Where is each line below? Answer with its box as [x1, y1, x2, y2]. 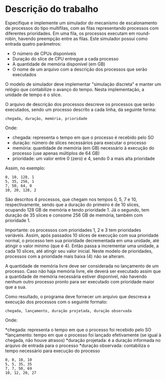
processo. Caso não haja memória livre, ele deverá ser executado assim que [5, 268, 161, 274]
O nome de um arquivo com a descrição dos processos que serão [12, 66, 148, 72]
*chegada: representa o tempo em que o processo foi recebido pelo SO [5, 326, 152, 332]
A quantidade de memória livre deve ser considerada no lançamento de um [5, 263, 159, 269]
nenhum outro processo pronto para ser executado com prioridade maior [5, 278, 155, 284]
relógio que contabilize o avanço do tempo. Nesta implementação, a [5, 86, 145, 92]
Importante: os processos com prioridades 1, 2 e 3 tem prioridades [5, 227, 141, 233]
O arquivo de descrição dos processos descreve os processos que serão [5, 101, 155, 107]
